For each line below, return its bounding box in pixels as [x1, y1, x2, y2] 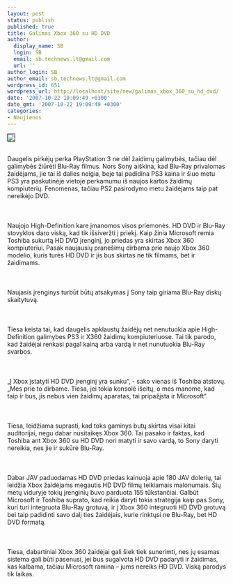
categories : [7, 107, 42, 114]
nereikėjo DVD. [7, 191, 50, 200]
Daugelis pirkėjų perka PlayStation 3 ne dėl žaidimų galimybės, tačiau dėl [7, 154, 217, 163]
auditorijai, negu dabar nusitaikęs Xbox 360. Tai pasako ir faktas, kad [7, 428, 205, 437]
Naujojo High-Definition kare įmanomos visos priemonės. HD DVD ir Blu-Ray [7, 221, 226, 230]
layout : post [7, 10, 45, 17]
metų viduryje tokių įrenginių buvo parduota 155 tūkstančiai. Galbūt [7, 488, 199, 496]
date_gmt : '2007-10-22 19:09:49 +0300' [7, 101, 123, 108]
